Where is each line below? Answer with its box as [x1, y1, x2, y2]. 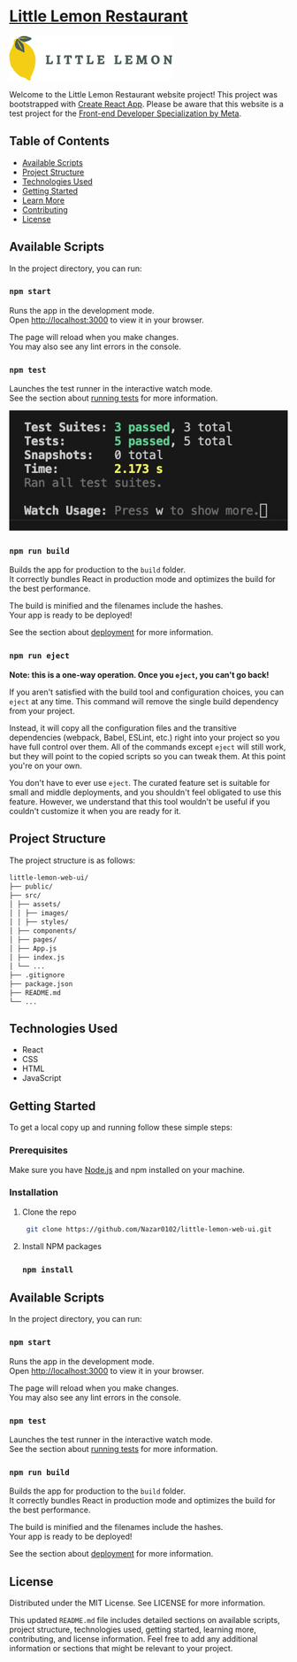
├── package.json [9, 979, 73, 989]
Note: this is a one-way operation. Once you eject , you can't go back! [9, 669, 270, 680]
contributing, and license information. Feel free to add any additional [9, 1634, 258, 1644]
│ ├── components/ [9, 926, 77, 936]
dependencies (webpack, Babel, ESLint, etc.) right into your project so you [9, 732, 280, 742]
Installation [9, 1186, 59, 1199]
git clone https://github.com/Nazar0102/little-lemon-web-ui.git [26, 1224, 272, 1233]
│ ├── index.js [9, 952, 65, 962]
